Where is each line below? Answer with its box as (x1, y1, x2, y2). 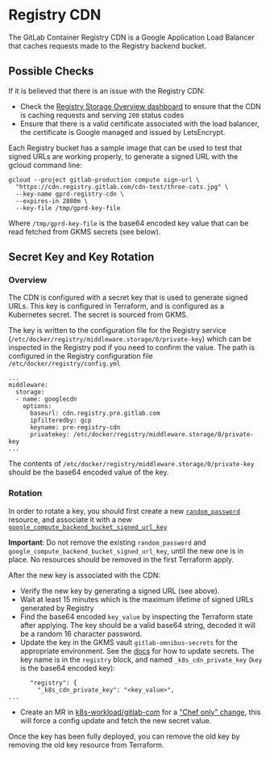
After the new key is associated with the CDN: (8, 570, 161, 579)
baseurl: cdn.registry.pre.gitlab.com (29, 410, 160, 418)
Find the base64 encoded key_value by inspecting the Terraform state (19, 612, 254, 621)
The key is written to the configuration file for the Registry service (8, 326, 227, 335)
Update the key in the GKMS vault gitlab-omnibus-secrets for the (19, 637, 238, 647)
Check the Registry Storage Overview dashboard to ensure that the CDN (19, 101, 262, 111)
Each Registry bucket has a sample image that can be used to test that (8, 143, 243, 153)
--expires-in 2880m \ (15, 196, 89, 205)
